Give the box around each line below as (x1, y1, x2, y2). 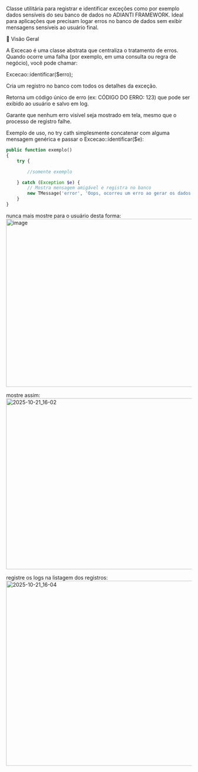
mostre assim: (6, 391, 41, 398)
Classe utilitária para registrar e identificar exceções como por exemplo (6, 5, 180, 12)
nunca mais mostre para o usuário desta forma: (6, 212, 121, 219)
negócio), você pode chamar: (6, 59, 78, 66)
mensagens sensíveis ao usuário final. (6, 24, 99, 31)
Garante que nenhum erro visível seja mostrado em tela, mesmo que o (6, 112, 177, 118)
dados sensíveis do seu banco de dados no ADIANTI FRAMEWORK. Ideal (6, 11, 184, 18)
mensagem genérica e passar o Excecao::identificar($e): (6, 136, 144, 143)
